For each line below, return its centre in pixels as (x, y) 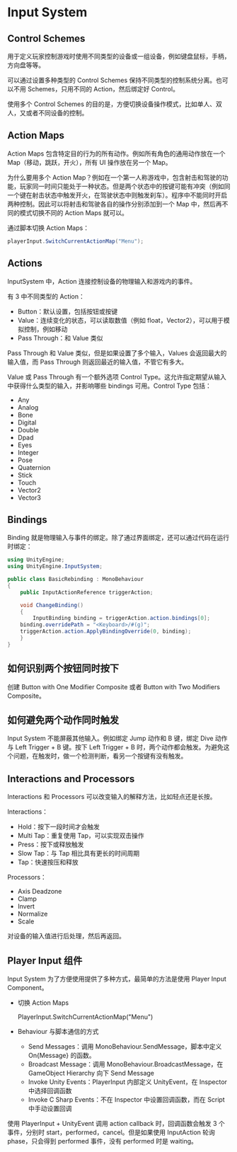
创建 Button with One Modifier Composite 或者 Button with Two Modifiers (114, 686)
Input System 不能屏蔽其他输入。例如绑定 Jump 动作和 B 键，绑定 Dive (110, 738)
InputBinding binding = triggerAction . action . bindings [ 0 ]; (122, 618)
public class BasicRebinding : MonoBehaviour (75, 580)
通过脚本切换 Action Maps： (48, 228)
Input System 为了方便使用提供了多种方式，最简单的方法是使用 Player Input (117, 979)
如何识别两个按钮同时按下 (63, 668)
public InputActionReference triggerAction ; (87, 592)
